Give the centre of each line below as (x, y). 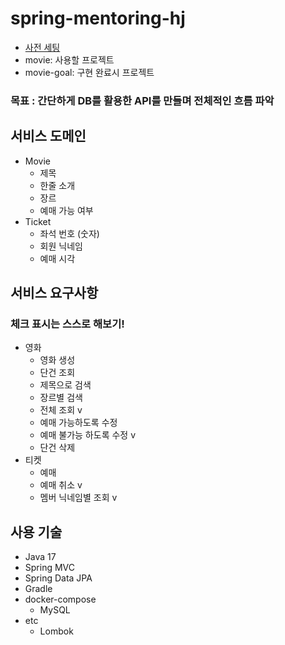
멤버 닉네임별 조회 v (78, 498)
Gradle (38, 589)
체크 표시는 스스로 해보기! (67, 324)
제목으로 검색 (65, 385)
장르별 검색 (61, 398)
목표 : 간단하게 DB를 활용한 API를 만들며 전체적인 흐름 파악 (142, 100)
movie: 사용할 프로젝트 (69, 59)
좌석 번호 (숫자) (69, 233)
